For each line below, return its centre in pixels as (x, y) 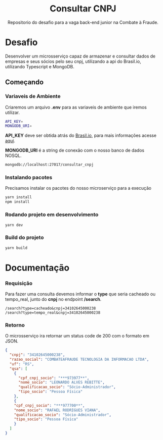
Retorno (15, 325)
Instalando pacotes (29, 177)
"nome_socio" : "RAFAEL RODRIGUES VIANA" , (57, 410)
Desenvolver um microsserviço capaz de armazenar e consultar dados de (80, 56)
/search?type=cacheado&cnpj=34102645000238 (51, 308)
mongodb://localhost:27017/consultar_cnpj (49, 165)
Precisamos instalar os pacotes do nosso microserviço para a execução (78, 188)
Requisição (19, 283)
